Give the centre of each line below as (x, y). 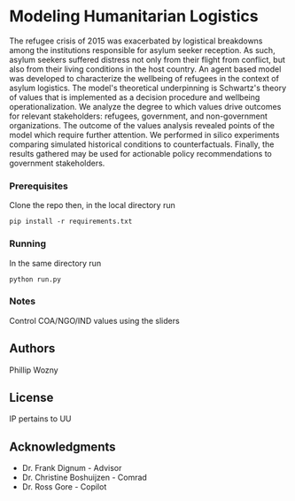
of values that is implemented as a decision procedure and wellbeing (135, 97)
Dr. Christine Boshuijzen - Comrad (85, 478)
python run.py (35, 279)
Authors (32, 348)
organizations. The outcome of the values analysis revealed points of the (142, 125)
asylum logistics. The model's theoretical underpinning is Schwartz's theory (148, 88)
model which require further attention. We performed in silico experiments (144, 135)
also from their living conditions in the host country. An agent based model (145, 69)
